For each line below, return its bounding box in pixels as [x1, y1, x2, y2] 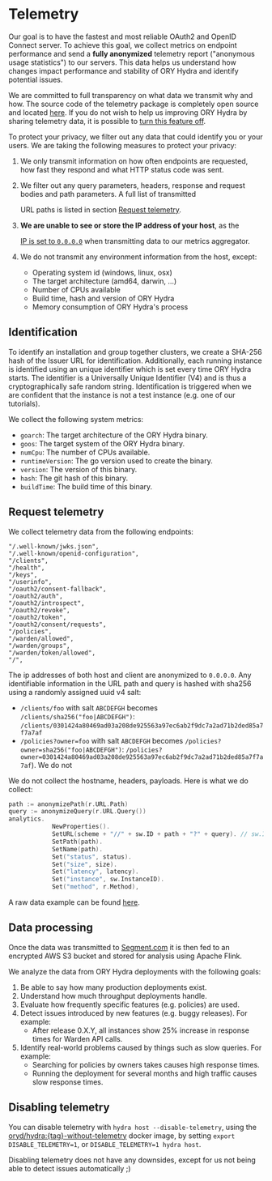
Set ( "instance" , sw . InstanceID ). [51, 876, 164, 884]
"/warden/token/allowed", [8, 649, 96, 657]
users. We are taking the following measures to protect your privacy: [8, 140, 237, 150]
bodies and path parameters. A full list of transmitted [19, 189, 197, 198]
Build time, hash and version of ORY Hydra [32, 293, 175, 303]
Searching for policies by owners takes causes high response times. [32, 1059, 261, 1069]
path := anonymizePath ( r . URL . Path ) [8, 799, 129, 808]
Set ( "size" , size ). [51, 860, 117, 868]
